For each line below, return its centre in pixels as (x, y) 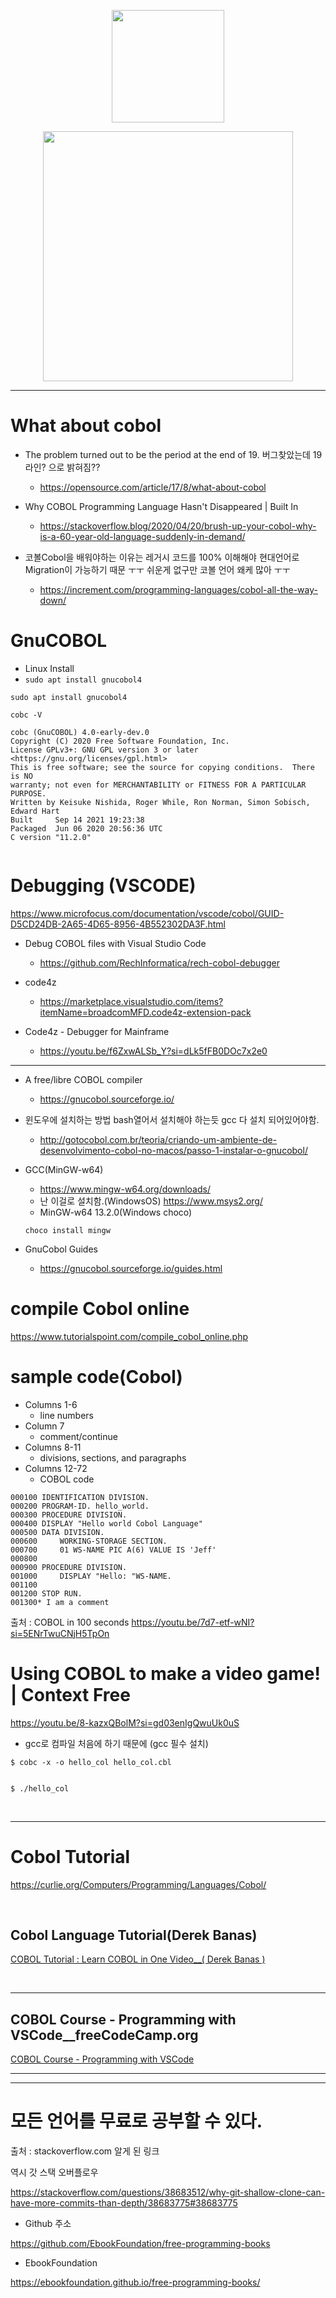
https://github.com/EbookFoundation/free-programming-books (140, 2244)
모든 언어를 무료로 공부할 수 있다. (136, 2121)
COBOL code (67, 1479)
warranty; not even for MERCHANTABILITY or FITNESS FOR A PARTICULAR (158, 785)
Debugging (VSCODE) (103, 886)
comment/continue (78, 1436)
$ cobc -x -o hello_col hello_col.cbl (91, 1762)
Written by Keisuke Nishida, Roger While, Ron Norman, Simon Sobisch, (160, 802)
